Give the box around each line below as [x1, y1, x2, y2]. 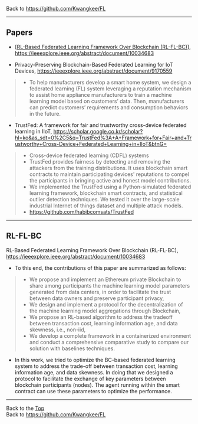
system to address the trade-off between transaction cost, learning [14, 363, 178, 370]
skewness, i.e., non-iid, [29, 326, 86, 333]
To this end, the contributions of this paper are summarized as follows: [14, 264, 187, 271]
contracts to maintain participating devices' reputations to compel [29, 171, 190, 178]
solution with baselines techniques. [29, 345, 115, 352]
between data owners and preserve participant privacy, [29, 295, 164, 302]
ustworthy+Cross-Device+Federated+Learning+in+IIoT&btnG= [14, 140, 167, 147]
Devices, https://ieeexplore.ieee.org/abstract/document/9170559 [14, 67, 173, 74]
